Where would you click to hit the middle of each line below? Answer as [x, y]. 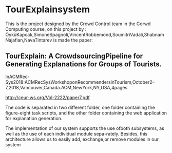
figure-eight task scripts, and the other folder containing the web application [86, 113]
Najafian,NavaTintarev [29, 40]
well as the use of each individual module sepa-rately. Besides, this [77, 133]
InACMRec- [17, 76]
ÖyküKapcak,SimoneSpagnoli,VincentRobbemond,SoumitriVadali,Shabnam [85, 34]
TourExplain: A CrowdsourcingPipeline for [74, 56]
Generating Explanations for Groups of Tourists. [84, 64]
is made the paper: [73, 40]
